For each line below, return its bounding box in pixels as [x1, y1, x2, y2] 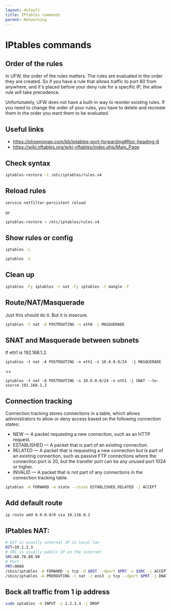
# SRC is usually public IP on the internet [5, 550, 102, 555]
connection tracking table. [12, 475, 68, 480]
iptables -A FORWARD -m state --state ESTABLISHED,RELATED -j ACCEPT [5, 484, 157, 490]
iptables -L [5, 247, 31, 252]
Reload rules [5, 186, 46, 195]
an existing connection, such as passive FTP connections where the [12, 453, 157, 459]
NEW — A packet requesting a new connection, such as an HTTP [12, 431, 150, 437]
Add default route [5, 499, 63, 508]
